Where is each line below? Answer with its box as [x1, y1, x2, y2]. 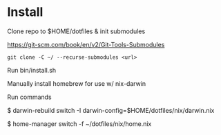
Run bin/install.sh [7, 66, 57, 74]
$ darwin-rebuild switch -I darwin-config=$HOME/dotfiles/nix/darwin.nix [7, 106, 215, 114]
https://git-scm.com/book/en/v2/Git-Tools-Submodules [7, 40, 165, 48]
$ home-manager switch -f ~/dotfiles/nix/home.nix [7, 119, 152, 128]
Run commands [7, 93, 52, 101]
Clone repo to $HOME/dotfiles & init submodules [7, 27, 146, 35]
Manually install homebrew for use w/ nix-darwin [7, 79, 146, 87]
